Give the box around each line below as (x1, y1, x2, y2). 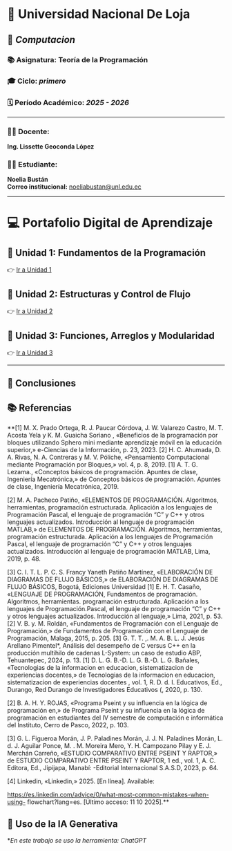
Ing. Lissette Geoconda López (7, 142, 95, 151)
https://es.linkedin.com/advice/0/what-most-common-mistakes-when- (7, 791, 209, 799)
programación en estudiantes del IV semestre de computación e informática (7, 713, 224, 722)
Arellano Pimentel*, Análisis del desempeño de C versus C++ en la (7, 642, 196, 650)
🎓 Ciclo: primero (7, 76, 66, 86)
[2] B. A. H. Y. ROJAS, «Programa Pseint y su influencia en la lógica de (7, 699, 208, 707)
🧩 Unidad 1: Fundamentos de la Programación (7, 247, 206, 259)
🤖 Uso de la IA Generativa (7, 818, 119, 830)
